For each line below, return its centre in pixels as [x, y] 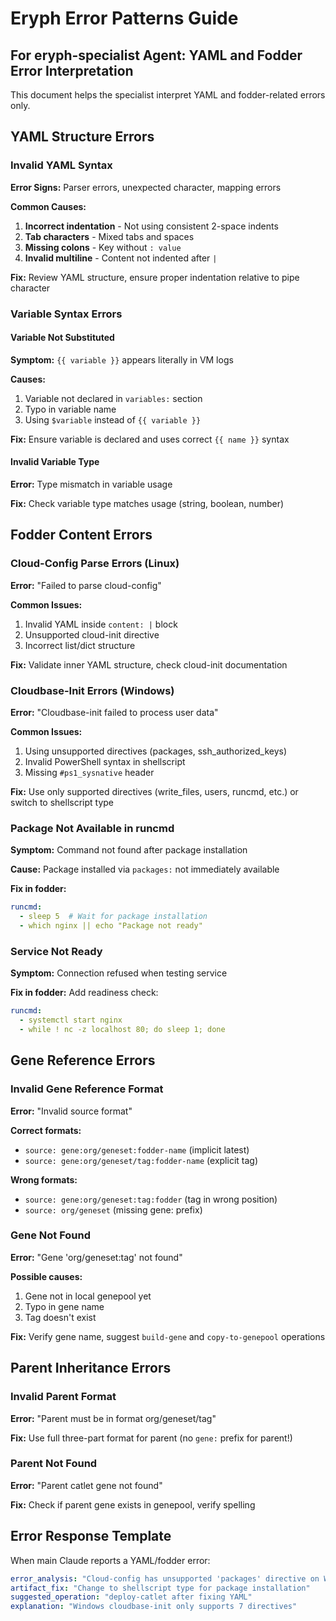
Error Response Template [91, 1536]
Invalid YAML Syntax [61, 165]
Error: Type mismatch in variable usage [91, 484]
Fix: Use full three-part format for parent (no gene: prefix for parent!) [151, 1438]
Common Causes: [48, 206]
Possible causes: [46, 1276]
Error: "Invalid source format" [71, 1111]
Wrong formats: [44, 1179]
